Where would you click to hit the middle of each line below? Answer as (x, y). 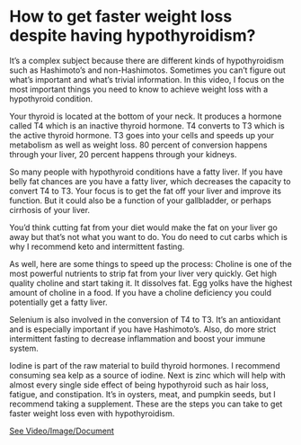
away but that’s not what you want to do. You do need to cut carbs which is (148, 236)
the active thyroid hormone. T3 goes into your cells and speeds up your (142, 135)
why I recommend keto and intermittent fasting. (97, 246)
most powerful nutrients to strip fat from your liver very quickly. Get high (143, 273)
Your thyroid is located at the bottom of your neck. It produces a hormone (146, 116)
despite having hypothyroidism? (133, 36)
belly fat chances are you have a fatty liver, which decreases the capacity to (150, 181)
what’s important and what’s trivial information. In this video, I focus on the (147, 79)
